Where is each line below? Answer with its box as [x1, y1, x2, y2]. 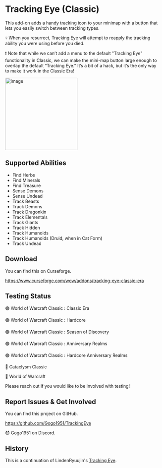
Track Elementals [12, 214, 48, 220]
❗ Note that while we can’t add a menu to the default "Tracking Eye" [5, 50, 143, 56]
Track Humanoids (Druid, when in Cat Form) [12, 235, 103, 241]
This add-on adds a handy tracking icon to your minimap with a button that [5, 20, 158, 26]
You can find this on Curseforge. [5, 268, 72, 274]
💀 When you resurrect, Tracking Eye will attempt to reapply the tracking [5, 35, 151, 41]
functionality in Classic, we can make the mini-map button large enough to [5, 57, 157, 63]
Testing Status [5, 292, 51, 300]
